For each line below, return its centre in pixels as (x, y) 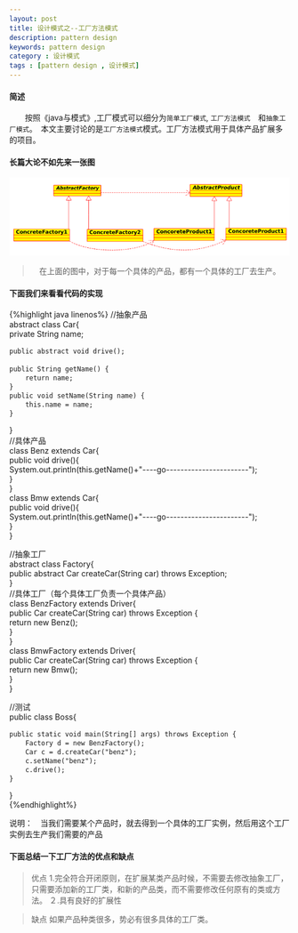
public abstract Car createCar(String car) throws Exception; (118, 574)
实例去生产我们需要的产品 (56, 834)
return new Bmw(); (44, 670)
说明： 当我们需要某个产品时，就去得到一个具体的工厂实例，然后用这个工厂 (149, 824)
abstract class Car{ (44, 325)
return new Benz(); (44, 623)
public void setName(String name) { (77, 396)
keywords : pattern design (57, 47)
